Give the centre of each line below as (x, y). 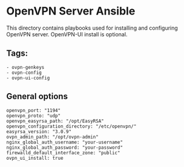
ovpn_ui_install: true (35, 158)
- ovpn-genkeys (25, 67)
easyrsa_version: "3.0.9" (39, 131)
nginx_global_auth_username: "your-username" (64, 142)
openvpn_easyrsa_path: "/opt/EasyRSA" (55, 121)
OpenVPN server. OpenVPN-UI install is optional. (67, 34)
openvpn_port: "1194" (34, 110)
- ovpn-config (24, 73)
